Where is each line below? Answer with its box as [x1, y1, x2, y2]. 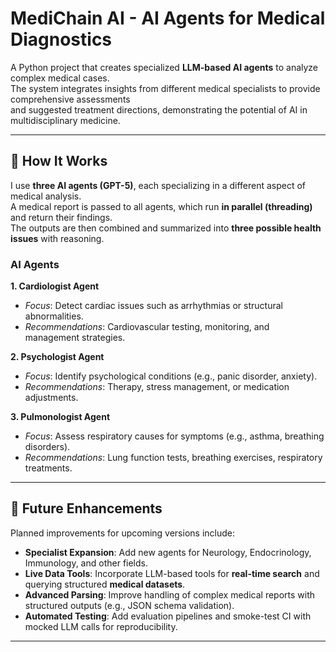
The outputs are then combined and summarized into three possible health [10, 222, 322, 234]
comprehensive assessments [10, 93, 131, 105]
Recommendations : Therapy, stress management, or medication [24, 381, 290, 393]
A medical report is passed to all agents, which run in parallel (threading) [10, 200, 313, 212]
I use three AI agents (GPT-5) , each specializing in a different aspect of [10, 179, 307, 191]
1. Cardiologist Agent [10, 280, 100, 292]
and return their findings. [10, 211, 113, 223]
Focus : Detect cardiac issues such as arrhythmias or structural [24, 300, 283, 312]
